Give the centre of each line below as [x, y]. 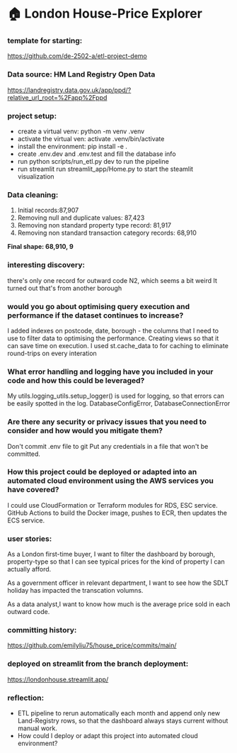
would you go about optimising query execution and [98, 306]
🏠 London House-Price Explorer [105, 14]
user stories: [30, 538]
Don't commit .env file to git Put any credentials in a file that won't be [108, 446]
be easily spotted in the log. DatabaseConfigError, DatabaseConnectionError [119, 403]
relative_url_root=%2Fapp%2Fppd [57, 97]
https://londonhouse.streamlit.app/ [58, 679]
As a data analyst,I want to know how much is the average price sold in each [119, 604]
